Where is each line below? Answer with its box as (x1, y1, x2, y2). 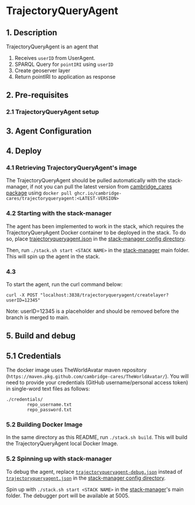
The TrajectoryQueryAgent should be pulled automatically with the (6, 177, 166, 184)
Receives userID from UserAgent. (14, 55, 95, 61)
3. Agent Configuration (6, 126, 92, 136)
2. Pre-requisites (6, 90, 69, 101)
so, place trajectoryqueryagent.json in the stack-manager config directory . (6, 235, 186, 242)
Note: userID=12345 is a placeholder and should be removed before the (6, 307, 180, 315)
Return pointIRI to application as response (14, 73, 116, 80)
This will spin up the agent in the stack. (6, 253, 101, 260)
